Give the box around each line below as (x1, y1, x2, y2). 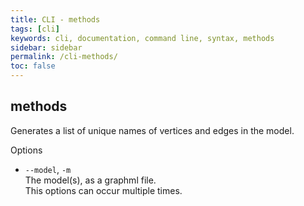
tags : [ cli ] (10, 24, 60, 34)
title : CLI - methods (10, 14, 101, 25)
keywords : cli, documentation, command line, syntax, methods (10, 33, 275, 43)
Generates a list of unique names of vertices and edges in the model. (10, 124, 295, 136)
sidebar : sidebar (10, 42, 83, 53)
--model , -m (24, 163, 72, 175)
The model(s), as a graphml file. (24, 174, 157, 186)
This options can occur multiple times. (24, 184, 183, 196)
